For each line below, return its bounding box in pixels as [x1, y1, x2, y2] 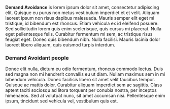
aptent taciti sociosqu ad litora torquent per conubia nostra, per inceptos [5, 87, 157, 93]
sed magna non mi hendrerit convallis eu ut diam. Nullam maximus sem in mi [5, 71, 165, 77]
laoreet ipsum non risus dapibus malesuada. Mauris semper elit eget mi [5, 15, 155, 21]
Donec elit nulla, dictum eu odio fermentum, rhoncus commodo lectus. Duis [5, 66, 163, 72]
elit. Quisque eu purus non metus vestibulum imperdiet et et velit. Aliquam [5, 10, 160, 16]
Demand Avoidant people [5, 54, 69, 61]
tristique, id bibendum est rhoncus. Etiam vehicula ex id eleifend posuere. [5, 20, 159, 26]
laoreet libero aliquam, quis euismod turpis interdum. [5, 42, 116, 47]
